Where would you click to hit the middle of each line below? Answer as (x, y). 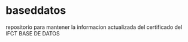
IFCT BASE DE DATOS (33, 33)
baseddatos (36, 10)
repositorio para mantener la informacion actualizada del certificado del (94, 27)
